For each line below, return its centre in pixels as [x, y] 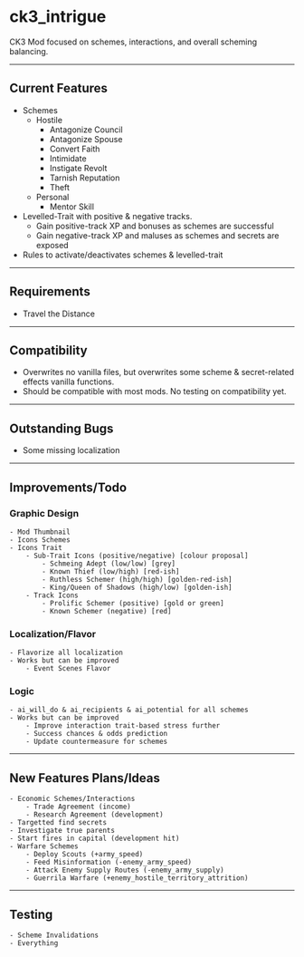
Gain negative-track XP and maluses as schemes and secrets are [157, 235]
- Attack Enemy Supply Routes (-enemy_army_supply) [125, 870]
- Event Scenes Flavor [68, 669]
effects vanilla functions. [68, 382]
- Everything [34, 943]
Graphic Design [44, 513]
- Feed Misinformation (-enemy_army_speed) [109, 863]
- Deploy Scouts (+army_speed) [85, 855]
